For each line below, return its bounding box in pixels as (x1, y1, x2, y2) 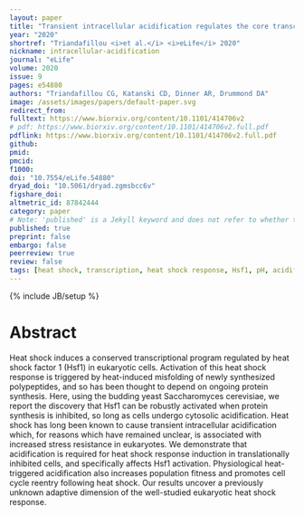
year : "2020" (9, 30, 59, 39)
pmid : (9, 148, 30, 157)
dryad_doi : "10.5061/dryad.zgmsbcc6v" (9, 182, 156, 191)
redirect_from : (9, 106, 67, 115)
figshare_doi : (9, 190, 63, 199)
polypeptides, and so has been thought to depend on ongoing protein (9, 381, 269, 392)
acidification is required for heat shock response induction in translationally (9, 448, 290, 459)
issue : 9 (9, 72, 43, 81)
